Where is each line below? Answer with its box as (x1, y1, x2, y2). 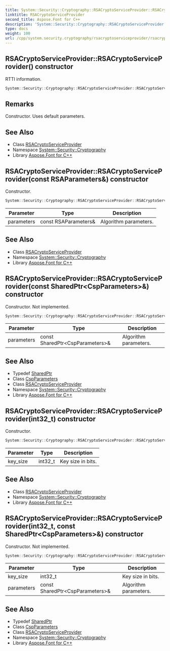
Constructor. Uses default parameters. (5, 113, 86, 119)
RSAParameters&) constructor (50, 175, 149, 183)
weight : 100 (5, 31, 30, 36)
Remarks (5, 99, 34, 108)
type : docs (5, 26, 28, 31)
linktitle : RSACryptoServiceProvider (5, 12, 85, 17)
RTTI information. (5, 76, 41, 82)
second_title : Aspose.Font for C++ (5, 17, 80, 22)
